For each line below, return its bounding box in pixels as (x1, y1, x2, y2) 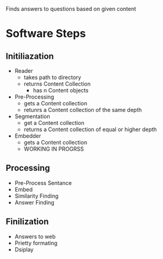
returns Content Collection (23, 80, 91, 88)
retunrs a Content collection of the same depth (23, 107, 142, 113)
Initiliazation (6, 51, 55, 61)
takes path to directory (23, 73, 81, 81)
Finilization (6, 217, 49, 227)
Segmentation (14, 113, 50, 120)
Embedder (14, 132, 41, 140)
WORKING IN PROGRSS (23, 145, 84, 152)
